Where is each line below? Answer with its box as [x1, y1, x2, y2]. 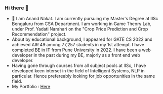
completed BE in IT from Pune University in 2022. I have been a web [11, 47, 151, 53]
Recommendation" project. [11, 31, 67, 37]
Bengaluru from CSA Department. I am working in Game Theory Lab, [11, 21, 152, 27]
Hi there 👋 [4, 4, 29, 11]
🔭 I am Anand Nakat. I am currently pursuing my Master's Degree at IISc [11, 16, 159, 22]
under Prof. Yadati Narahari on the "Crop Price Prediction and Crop [11, 26, 148, 32]
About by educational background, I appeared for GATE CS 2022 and [11, 36, 153, 42]
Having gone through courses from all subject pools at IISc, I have [11, 63, 146, 68]
